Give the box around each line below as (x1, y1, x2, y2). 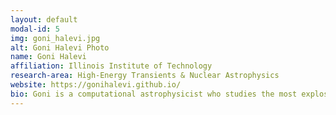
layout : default (10, 14, 78, 25)
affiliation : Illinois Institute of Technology (10, 61, 213, 71)
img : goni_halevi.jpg (10, 33, 101, 43)
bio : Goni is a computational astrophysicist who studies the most (10, 89, 298, 99)
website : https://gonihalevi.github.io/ (10, 80, 182, 90)
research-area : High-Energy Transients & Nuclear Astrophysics (10, 71, 280, 81)
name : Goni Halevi (10, 52, 87, 62)
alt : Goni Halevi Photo (10, 42, 110, 53)
